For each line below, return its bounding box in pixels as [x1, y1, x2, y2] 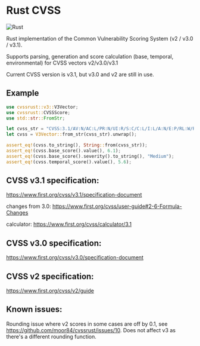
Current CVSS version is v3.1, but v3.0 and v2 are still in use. [6, 71, 155, 78]
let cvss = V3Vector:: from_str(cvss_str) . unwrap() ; [6, 131, 137, 137]
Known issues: [6, 304, 62, 314]
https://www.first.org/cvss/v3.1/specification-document [6, 191, 142, 198]
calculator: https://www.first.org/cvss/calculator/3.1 [6, 221, 132, 228]
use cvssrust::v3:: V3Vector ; [6, 104, 79, 110]
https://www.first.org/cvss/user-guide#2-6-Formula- [52, 203, 183, 210]
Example [6, 88, 39, 99]
